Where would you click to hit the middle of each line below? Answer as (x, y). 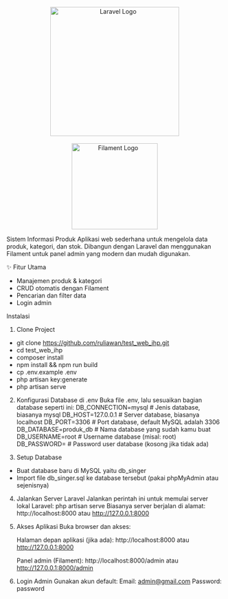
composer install (40, 357)
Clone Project (36, 329)
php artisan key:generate (52, 379)
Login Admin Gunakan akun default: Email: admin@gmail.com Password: (119, 581)
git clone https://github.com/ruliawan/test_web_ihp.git (93, 343)
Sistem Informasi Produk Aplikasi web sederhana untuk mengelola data (107, 239)
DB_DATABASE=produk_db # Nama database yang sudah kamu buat (113, 429)
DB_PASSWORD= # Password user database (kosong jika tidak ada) (112, 444)
